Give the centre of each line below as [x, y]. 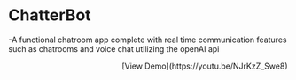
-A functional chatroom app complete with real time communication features [148, 40]
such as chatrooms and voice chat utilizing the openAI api [114, 48]
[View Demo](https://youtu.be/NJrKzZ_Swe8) [205, 66]
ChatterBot [50, 15]
